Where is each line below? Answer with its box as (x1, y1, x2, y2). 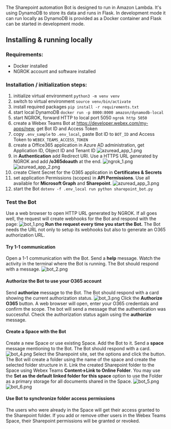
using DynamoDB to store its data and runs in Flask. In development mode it (6, 10, 166, 16)
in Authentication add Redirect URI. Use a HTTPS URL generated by (13, 153, 158, 159)
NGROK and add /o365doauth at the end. (13, 158, 102, 164)
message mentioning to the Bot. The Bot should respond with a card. (6, 345, 151, 351)
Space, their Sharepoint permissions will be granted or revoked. (6, 418, 140, 424)
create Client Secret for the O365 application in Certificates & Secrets (13, 169, 162, 175)
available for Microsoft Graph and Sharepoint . (13, 180, 112, 186)
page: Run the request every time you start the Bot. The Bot (6, 221, 161, 227)
